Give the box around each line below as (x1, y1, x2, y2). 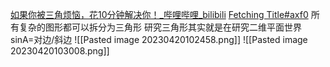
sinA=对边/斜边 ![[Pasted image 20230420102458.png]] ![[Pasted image (10, 34, 308, 45)
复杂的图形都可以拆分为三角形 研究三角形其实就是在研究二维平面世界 (18, 21, 302, 33)
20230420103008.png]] (10, 45, 110, 57)
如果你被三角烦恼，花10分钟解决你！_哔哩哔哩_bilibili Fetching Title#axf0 (10, 9, 309, 20)
